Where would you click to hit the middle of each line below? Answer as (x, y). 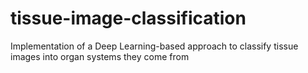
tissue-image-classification (128, 18)
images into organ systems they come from (100, 56)
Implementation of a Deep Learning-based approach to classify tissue (154, 46)
